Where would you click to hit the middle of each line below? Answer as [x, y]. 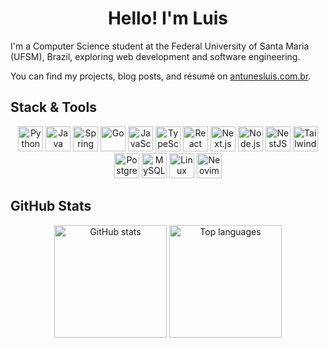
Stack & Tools [53, 107]
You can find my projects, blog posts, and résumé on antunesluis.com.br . [161, 76]
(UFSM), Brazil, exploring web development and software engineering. [155, 56]
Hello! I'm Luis [168, 18]
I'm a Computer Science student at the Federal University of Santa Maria [160, 46]
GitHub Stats [51, 206]
